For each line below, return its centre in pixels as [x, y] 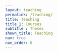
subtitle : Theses [24, 29]
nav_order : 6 [19, 43]
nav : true [16, 38]
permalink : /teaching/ [29, 15]
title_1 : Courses [23, 24]
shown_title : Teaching [29, 33]
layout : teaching [23, 10]
